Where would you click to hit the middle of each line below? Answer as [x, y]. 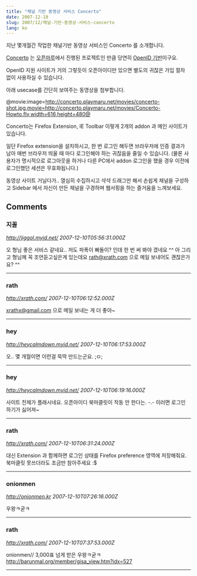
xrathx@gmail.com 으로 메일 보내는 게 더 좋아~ [61, 310]
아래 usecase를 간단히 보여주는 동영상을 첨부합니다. [65, 90]
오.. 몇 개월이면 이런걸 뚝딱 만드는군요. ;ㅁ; [55, 356]
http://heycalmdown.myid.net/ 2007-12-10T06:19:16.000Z [76, 390]
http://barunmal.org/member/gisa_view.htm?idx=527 [69, 561]
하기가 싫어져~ [23, 409]
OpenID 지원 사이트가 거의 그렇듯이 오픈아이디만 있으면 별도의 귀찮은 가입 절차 [96, 70]
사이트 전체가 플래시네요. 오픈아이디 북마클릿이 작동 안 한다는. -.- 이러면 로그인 [96, 402]
